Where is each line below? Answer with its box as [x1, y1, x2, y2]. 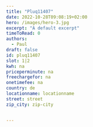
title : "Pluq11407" [6, 8, 54, 15]
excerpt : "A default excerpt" [6, 25, 80, 31]
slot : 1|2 [6, 58, 30, 63]
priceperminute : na [6, 69, 54, 75]
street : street [6, 96, 43, 102]
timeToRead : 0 [6, 31, 41, 36]
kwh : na [6, 63, 25, 69]
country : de [6, 85, 35, 91]
